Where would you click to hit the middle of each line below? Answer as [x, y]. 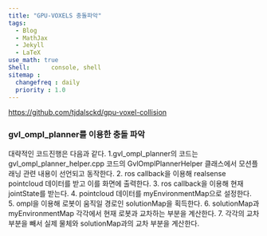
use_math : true [33, 61]
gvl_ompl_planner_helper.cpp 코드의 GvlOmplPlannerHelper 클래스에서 [123, 163]
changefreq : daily [48, 82]
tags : [17, 23]
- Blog [26, 30]
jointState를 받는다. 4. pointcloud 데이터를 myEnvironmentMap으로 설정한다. [130, 193]
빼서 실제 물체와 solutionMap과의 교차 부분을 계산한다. [114, 223]
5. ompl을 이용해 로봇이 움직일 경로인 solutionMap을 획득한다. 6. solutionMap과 [134, 203]
